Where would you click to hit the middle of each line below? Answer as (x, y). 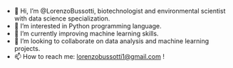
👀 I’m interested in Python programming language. (88, 26)
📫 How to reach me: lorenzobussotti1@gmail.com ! (89, 56)
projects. (27, 49)
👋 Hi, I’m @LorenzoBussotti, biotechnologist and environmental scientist (120, 11)
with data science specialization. (62, 18)
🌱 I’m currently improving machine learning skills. (86, 33)
